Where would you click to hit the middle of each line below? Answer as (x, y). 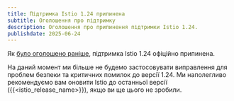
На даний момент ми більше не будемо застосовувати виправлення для (117, 67)
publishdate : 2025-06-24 (44, 34)
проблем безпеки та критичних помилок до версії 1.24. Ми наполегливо (117, 75)
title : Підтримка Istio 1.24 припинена (66, 14)
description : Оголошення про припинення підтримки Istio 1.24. (103, 27)
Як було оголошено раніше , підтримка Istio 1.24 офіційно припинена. (111, 54)
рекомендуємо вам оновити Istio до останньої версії (88, 83)
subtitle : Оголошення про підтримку (61, 20)
